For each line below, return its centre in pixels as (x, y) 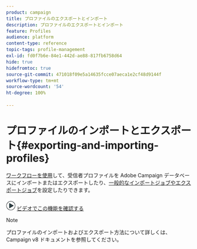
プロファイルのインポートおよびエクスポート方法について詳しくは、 (89, 232)
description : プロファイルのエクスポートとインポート (65, 25)
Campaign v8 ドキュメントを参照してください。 (64, 239)
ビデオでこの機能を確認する (50, 208)
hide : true (19, 62)
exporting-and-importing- (93, 145)
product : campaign (29, 12)
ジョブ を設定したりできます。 (57, 190)
